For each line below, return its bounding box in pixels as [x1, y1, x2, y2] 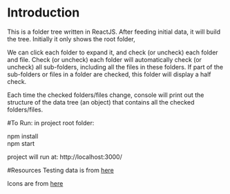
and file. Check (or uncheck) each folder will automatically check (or [7, 55, 202, 63]
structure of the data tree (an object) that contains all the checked [7, 98, 195, 106]
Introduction [7, 5, 80, 21]
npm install [7, 132, 39, 140]
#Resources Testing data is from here [7, 166, 114, 174]
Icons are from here [7, 179, 64, 187]
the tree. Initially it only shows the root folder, [7, 34, 136, 43]
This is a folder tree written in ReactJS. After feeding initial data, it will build [7, 28, 221, 36]
